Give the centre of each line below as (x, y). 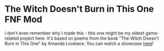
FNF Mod (23, 19)
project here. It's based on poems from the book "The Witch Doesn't (89, 38)
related (12, 38)
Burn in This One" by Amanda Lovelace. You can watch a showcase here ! (79, 43)
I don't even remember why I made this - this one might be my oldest (75, 33)
